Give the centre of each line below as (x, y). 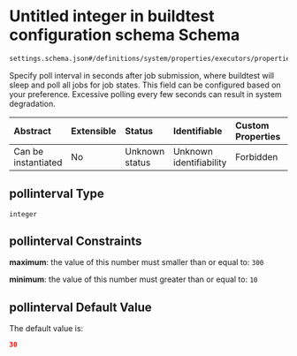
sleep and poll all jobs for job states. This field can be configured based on (145, 85)
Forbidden (257, 156)
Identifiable (198, 131)
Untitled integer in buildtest (112, 16)
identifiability (200, 163)
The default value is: (46, 329)
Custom (252, 125)
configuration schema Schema (125, 35)
